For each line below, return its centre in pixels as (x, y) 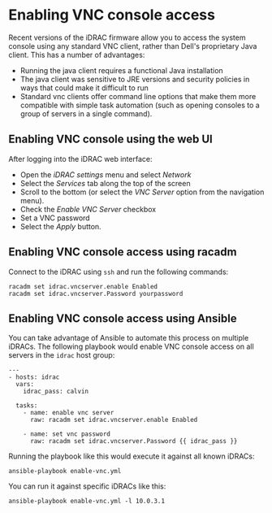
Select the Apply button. (60, 226)
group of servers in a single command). (86, 113)
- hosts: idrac (34, 377)
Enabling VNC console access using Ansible (123, 318)
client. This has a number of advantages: (77, 54)
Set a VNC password (55, 218)
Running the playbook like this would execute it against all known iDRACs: (132, 456)
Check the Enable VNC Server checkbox (88, 209)
